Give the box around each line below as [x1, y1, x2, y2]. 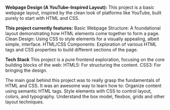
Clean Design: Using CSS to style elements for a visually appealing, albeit [5, 36, 159, 42]
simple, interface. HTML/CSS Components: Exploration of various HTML [5, 41, 157, 47]
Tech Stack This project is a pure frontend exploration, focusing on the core [5, 57, 165, 63]
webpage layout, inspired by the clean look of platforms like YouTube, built [5, 10, 162, 16]
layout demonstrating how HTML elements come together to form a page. [5, 31, 160, 36]
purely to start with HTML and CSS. [5, 15, 80, 21]
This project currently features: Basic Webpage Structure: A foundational [5, 25, 161, 31]
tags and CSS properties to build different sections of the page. [5, 47, 138, 52]
